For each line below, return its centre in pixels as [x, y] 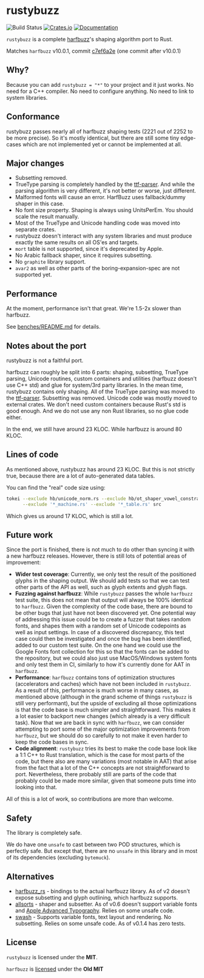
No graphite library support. [50, 262]
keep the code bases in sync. [52, 742]
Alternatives [30, 876]
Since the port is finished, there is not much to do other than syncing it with [100, 550]
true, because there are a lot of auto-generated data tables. [81, 476]
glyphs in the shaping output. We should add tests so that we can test [102, 581]
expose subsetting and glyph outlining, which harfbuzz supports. [96, 898]
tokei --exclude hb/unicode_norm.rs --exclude [66, 499]
